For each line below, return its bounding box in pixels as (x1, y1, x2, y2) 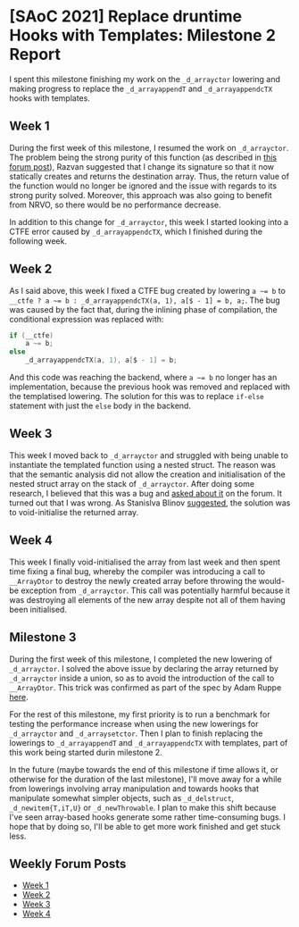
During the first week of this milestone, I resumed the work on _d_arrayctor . (9, 142, 289, 153)
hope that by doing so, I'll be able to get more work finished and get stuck (9, 821, 281, 831)
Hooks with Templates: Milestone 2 (9, 25, 277, 46)
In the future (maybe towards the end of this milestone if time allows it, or (9, 764, 278, 774)
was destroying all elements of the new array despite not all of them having (9, 594, 286, 605)
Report (9, 45, 61, 64)
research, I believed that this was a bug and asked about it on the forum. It (9, 488, 283, 498)
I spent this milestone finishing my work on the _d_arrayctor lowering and (9, 73, 281, 84)
